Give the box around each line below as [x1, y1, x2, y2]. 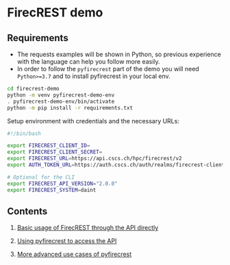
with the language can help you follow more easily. [16, 58, 161, 66]
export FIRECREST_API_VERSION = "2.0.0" [7, 180, 118, 187]
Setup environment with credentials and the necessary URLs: [7, 116, 180, 125]
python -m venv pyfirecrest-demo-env [7, 91, 115, 99]
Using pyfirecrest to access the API [16, 237, 117, 245]
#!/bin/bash [7, 130, 41, 137]
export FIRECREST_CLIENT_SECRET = [7, 149, 103, 155]
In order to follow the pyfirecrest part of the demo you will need [16, 65, 200, 73]
